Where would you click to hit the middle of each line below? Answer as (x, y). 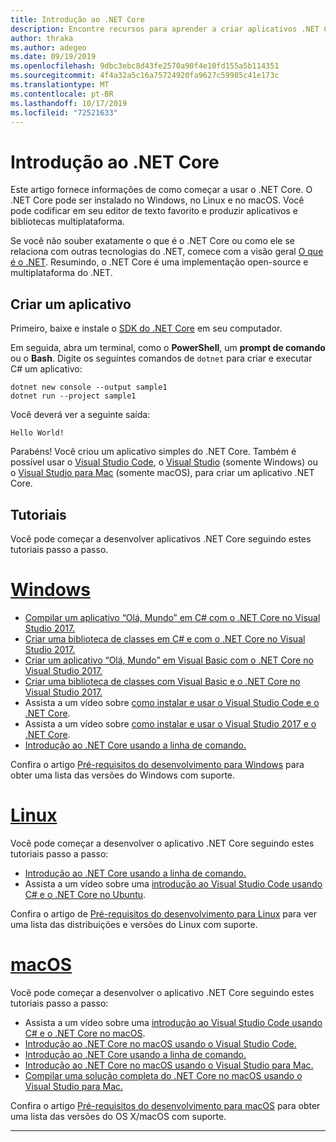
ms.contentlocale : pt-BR (62, 94)
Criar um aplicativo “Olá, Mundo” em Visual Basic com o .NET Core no (169, 660)
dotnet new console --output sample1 (89, 387)
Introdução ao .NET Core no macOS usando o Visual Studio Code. (160, 1043)
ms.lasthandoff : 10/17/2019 (69, 103)
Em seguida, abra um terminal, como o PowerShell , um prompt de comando (168, 348)
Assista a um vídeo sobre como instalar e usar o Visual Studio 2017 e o (170, 723)
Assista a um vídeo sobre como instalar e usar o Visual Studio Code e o (172, 702)
